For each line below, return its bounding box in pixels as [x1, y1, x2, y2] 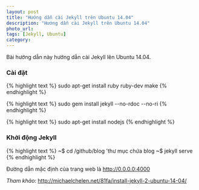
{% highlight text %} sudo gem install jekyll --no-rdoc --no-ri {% [6, 100, 168, 107]
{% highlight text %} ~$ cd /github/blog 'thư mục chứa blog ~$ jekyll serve [6, 147, 193, 154]
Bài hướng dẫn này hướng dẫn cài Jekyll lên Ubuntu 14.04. [6, 54, 151, 60]
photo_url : [6, 25, 34, 32]
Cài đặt [6, 68, 28, 77]
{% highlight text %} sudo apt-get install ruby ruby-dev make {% [6, 82, 168, 89]
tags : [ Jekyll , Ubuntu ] [6, 31, 67, 37]
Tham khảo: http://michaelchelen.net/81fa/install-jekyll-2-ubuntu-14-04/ [6, 177, 188, 184]
